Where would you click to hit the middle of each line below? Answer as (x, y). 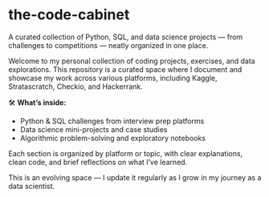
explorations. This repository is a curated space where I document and (125, 69)
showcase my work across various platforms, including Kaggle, (113, 78)
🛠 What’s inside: (37, 103)
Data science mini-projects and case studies (94, 129)
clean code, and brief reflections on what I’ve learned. (98, 162)
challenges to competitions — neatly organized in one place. (108, 45)
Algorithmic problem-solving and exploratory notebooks (113, 138)
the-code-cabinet (69, 15)
